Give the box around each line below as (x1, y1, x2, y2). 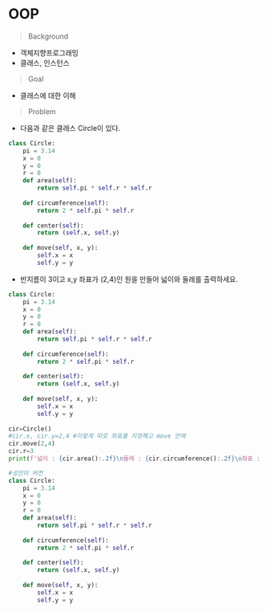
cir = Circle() (8, 425, 52, 433)
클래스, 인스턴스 (19, 58, 70, 67)
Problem (27, 106, 56, 116)
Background (27, 31, 69, 41)
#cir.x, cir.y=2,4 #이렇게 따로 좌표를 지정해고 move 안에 (8, 432, 186, 440)
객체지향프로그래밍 (19, 47, 79, 57)
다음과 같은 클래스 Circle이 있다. (19, 123, 121, 133)
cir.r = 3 (8, 447, 34, 455)
